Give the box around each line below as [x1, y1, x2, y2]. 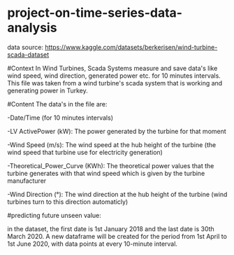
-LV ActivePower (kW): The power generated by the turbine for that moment [7, 127, 227, 135]
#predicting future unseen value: [7, 211, 101, 219]
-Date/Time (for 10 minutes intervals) [7, 113, 114, 122]
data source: [7, 43, 44, 51]
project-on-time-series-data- [7, 5, 183, 21]
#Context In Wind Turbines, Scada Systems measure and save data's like [7, 64, 218, 72]
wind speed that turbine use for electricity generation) [7, 148, 163, 156]
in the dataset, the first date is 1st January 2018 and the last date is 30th [7, 224, 214, 233]
